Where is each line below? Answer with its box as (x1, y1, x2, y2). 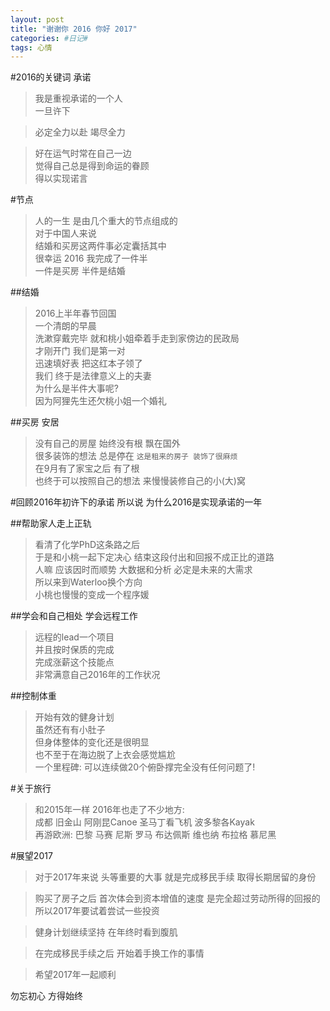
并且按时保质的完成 (34, 644, 115, 656)
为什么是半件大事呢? (34, 382, 119, 395)
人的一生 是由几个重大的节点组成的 (34, 215, 178, 227)
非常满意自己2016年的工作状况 (34, 669, 161, 681)
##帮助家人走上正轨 (10, 517, 92, 530)
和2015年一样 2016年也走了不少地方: (34, 804, 185, 816)
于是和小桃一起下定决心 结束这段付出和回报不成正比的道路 (34, 551, 275, 563)
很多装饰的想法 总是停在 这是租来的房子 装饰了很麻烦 (34, 450, 238, 462)
